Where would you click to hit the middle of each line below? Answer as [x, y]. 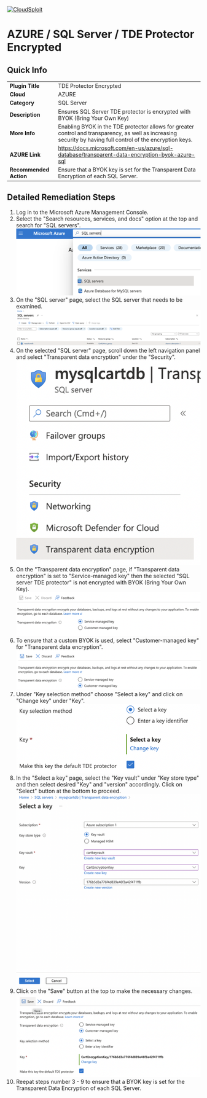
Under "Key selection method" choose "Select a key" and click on [99, 694]
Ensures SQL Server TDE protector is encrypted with [124, 111]
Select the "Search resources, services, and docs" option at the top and [107, 219]
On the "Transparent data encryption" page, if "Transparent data [98, 569]
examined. [29, 306]
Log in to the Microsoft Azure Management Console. [82, 212]
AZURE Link [25, 155]
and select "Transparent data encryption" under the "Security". [96, 357]
